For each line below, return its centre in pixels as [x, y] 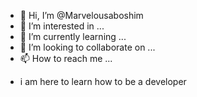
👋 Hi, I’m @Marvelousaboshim [81, 15]
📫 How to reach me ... [66, 58]
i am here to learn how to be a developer [103, 81]
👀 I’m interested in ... [62, 26]
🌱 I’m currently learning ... [73, 36]
